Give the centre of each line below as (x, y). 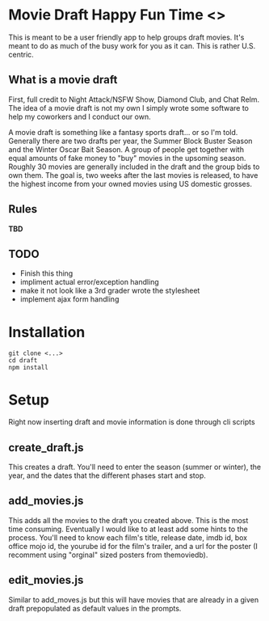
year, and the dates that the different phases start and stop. (107, 475)
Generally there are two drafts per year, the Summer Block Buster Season (130, 141)
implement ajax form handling (69, 299)
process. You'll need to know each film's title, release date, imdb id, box (128, 537)
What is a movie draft (63, 80)
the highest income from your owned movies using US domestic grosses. (130, 184)
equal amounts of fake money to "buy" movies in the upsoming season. (127, 158)
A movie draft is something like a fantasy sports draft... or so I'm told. (123, 132)
